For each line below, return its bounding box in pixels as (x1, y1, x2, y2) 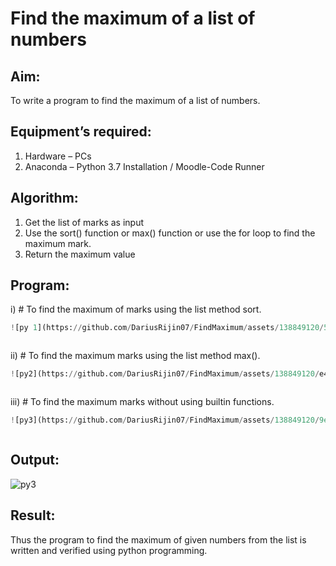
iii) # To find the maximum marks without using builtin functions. (10, 396, 275, 408)
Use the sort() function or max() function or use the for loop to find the (24, 227, 316, 239)
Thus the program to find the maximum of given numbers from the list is (10, 533, 307, 546)
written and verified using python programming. (10, 544, 208, 556)
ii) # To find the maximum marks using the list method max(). (10, 350, 261, 362)
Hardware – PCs (24, 150, 92, 162)
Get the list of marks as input (24, 216, 144, 228)
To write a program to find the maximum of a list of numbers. (10, 95, 261, 106)
